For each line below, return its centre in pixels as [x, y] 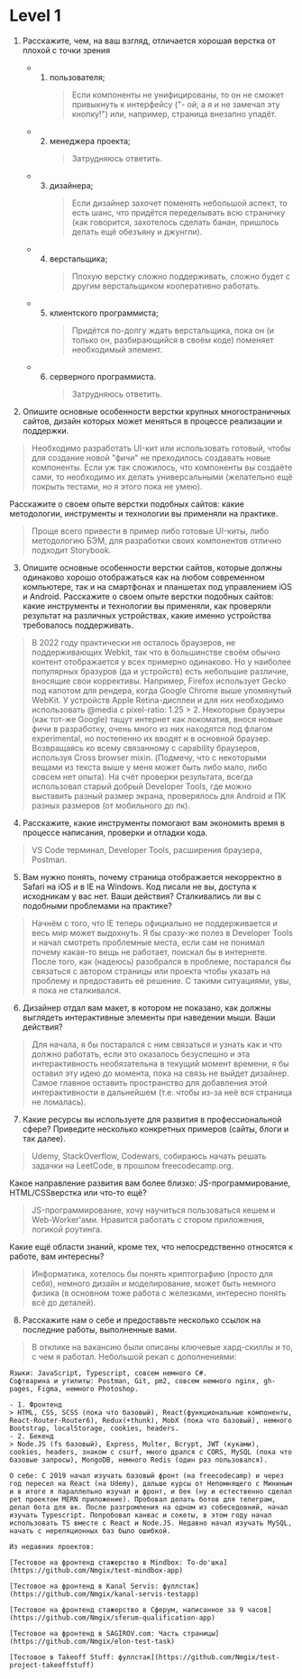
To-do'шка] [207, 1562]
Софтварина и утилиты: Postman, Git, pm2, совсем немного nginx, [134, 1381]
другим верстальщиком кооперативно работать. [166, 286]
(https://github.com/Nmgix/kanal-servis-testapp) [105, 1594]
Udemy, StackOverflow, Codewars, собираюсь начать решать [149, 1156]
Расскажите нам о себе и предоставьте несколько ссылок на [142, 1320]
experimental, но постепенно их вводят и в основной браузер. [151, 738]
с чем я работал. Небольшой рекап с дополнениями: [134, 1356]
